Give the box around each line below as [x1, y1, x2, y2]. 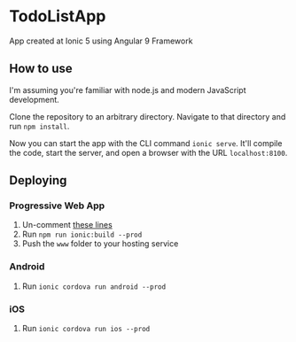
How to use [9, 61, 73, 76]
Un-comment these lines [21, 220, 113, 230]
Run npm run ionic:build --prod [21, 229, 143, 240]
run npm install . [9, 120, 70, 131]
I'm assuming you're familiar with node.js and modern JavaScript [9, 84, 246, 95]
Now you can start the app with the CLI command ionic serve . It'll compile [9, 137, 283, 148]
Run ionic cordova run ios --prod [21, 323, 151, 334]
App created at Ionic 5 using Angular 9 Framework [9, 35, 193, 46]
